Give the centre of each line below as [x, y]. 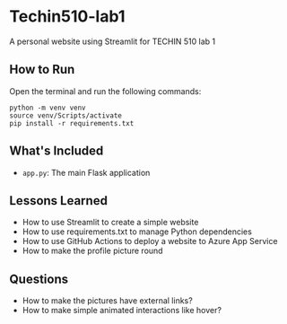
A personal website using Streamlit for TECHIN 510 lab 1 [113, 41]
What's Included [57, 151]
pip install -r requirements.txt [72, 123]
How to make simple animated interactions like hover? [122, 311]
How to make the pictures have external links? [107, 301]
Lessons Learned [58, 201]
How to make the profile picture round [92, 251]
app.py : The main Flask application [86, 172]
